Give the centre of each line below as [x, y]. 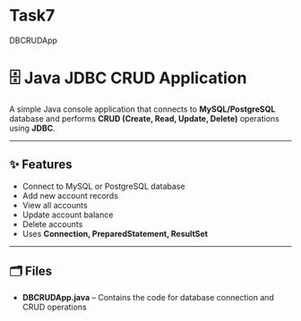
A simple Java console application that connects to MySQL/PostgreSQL [142, 109]
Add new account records [70, 195]
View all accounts [55, 205]
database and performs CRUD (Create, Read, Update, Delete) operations [145, 118]
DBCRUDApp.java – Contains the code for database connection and [148, 297]
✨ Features [41, 165]
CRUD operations [54, 307]
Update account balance [68, 215]
